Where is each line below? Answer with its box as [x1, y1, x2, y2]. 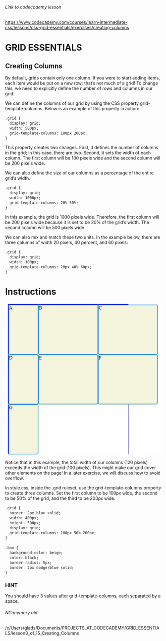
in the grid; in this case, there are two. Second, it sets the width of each [5, 150, 151, 156]
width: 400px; [9, 515, 39, 520]
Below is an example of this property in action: [44, 106, 140, 112]
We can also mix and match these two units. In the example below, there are [5, 234, 161, 240]
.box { [5, 545, 19, 550]
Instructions [5, 286, 56, 298]
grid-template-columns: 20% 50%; [9, 200, 79, 206]
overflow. [5, 475, 24, 481]
